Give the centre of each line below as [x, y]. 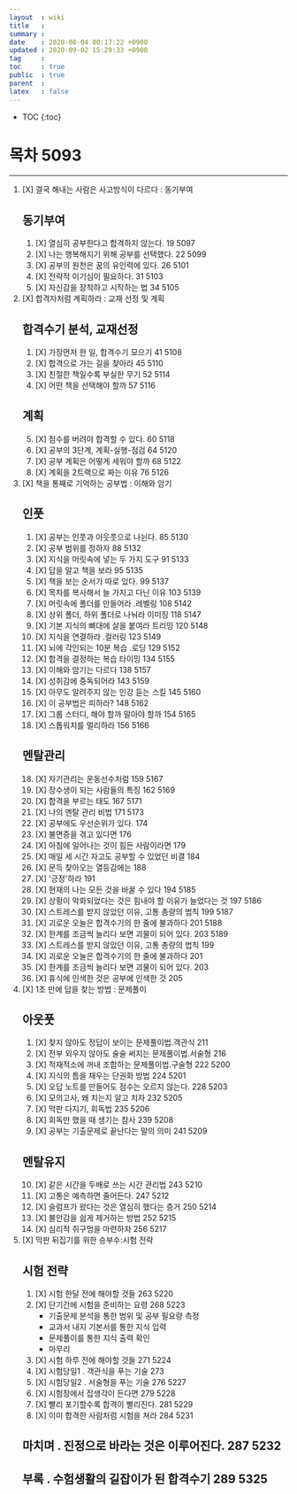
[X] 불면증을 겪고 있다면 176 [84, 834]
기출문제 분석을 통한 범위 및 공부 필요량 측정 [124, 1315]
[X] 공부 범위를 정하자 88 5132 [88, 548]
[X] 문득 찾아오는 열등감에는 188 [91, 867]
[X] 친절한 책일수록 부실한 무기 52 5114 [103, 375]
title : [27, 26]
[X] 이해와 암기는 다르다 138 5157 [93, 670]
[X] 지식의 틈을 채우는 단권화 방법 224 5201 [110, 1076]
